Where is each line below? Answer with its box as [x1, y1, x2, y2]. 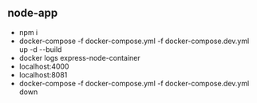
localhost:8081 [18, 69, 68, 79]
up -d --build [18, 44, 62, 54]
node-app [7, 6, 58, 20]
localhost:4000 [18, 61, 69, 71]
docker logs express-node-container [18, 53, 140, 62]
